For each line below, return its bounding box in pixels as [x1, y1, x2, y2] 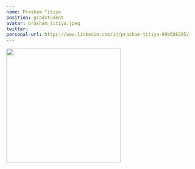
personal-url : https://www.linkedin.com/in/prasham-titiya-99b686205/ [6, 32, 190, 38]
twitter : [6, 26, 29, 32]
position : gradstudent [6, 15, 64, 21]
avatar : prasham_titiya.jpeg [6, 20, 80, 26]
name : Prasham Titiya [6, 9, 62, 15]
